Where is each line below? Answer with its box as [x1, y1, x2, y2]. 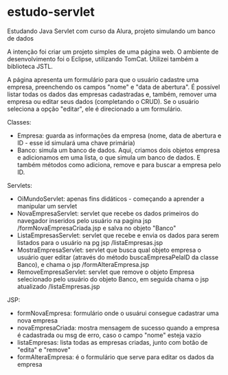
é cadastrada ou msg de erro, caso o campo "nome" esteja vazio [16, 331, 201, 339]
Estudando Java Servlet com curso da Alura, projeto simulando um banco [7, 27, 216, 35]
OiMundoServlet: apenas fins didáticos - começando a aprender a [16, 194, 205, 203]
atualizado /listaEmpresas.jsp [16, 282, 100, 290]
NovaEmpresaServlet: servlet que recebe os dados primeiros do [16, 209, 199, 217]
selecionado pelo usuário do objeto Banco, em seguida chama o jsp [16, 275, 209, 283]
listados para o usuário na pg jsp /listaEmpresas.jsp [16, 238, 163, 246]
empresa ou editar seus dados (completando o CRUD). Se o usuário [7, 97, 199, 105]
